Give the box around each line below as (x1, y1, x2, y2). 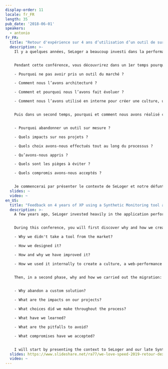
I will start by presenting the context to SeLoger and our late (14, 347, 153, 352)
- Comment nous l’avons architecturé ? (14, 80, 97, 85)
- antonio (9, 30, 30, 35)
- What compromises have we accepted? (14, 333, 95, 338)
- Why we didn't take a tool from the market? (14, 234, 113, 239)
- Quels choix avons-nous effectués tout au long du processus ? (14, 143, 153, 148)
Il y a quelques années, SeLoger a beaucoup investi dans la (14, 49, 144, 54)
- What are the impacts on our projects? (14, 297, 101, 302)
